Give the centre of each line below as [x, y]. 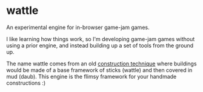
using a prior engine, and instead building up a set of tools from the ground [100, 45]
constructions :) [26, 83]
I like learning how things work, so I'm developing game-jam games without [101, 39]
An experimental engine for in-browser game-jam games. [78, 27]
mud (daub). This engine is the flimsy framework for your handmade [92, 76]
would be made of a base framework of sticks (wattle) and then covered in [99, 70]
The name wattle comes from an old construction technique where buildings [101, 64]
